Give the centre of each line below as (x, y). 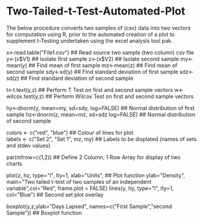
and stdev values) (28, 145)
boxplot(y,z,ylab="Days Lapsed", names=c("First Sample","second (89, 206)
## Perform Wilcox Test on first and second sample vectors (119, 96)
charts (14, 163)
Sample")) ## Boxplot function (44, 212)
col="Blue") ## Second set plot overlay (55, 194)
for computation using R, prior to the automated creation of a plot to (91, 34)
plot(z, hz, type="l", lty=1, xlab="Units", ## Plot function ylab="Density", (96, 175)
